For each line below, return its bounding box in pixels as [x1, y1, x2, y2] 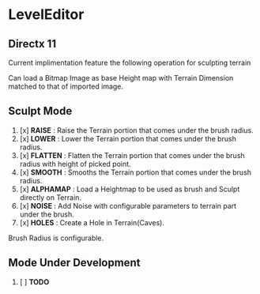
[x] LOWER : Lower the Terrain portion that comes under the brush [19, 134, 237, 143]
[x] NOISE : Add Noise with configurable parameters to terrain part [19, 201, 237, 210]
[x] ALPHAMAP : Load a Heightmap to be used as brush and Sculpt [19, 184, 240, 194]
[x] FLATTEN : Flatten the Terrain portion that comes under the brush [19, 150, 245, 160]
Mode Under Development [8, 256, 141, 269]
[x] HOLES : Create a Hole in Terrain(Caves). [19, 217, 164, 227]
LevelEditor [8, 6, 85, 24]
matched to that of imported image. [8, 81, 124, 91]
